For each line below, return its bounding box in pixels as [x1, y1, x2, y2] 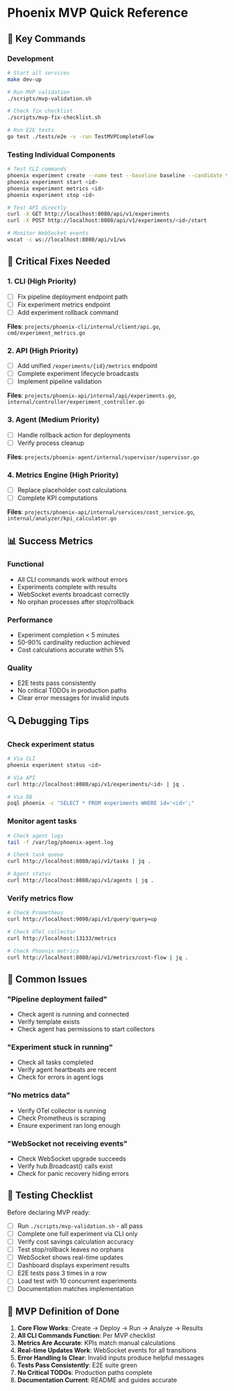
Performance [7, 614, 54, 624]
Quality [7, 663, 33, 673]
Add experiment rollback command [17, 308, 118, 316]
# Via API [7, 774, 36, 781]
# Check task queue [7, 851, 64, 858]
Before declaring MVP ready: [7, 1208, 91, 1216]
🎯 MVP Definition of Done [7, 1305, 120, 1317]
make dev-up [7, 75, 42, 83]
